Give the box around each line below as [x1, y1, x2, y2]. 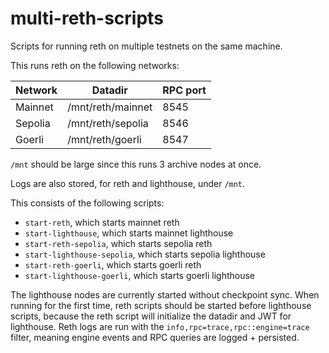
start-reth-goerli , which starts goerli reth [24, 258, 202, 271]
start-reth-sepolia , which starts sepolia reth [24, 237, 213, 249]
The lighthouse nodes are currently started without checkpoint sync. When [10, 288, 320, 301]
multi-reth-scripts [10, 7, 164, 30]
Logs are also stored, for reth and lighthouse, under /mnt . [10, 177, 246, 189]
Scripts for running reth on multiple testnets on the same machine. [10, 40, 283, 52]
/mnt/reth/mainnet [67, 100, 153, 114]
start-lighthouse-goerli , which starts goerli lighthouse [24, 269, 256, 281]
